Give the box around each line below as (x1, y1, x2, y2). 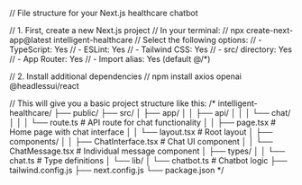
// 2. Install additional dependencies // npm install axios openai (9, 71, 242, 82)
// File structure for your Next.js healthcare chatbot (9, 8, 198, 18)
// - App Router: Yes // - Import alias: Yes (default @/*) (9, 54, 211, 64)
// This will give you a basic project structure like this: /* (9, 98, 216, 109)
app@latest (9, 35, 52, 45)
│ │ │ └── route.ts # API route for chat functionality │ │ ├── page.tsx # (9, 117, 277, 128)
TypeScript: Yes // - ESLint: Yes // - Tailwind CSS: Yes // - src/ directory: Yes (9, 44, 293, 55)
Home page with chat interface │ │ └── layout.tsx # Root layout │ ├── (9, 127, 273, 137)
